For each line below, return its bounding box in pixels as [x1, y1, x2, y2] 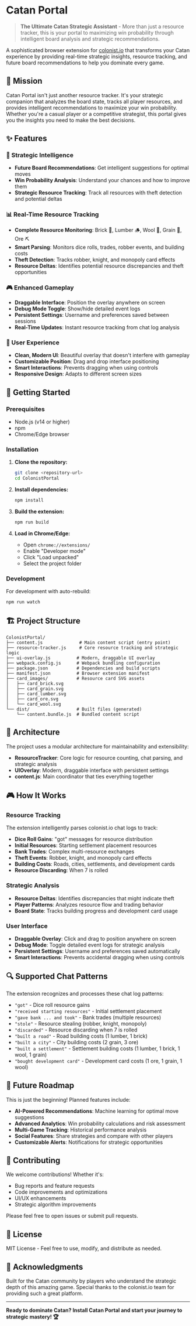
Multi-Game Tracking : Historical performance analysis [14, 1126, 147, 1133]
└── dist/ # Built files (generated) [6, 706, 142, 712]
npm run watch [6, 599, 41, 605]
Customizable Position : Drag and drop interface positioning [14, 358, 159, 365]
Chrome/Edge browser [14, 431, 69, 438]
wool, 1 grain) [14, 1051, 47, 1058]
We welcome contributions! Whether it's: [6, 1171, 104, 1178]
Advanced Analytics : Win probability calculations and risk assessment [14, 1120, 185, 1127]
